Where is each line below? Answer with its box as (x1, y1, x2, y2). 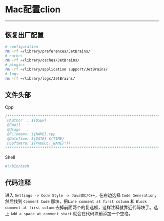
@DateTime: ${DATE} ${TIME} (7, 136, 64, 141)
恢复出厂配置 (5, 31, 44, 39)
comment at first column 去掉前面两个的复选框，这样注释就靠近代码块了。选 (5, 204, 158, 210)
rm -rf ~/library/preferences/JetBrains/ (5, 49, 91, 54)
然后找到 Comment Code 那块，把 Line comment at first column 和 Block (5, 199, 147, 204)
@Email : (7, 123, 29, 128)
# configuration (5, 44, 38, 49)
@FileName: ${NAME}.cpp (7, 132, 56, 137)
